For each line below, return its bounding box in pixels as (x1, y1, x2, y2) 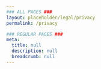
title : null (11, 42, 42, 48)
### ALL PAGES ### (6, 8, 52, 15)
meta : (6, 37, 20, 43)
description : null (11, 48, 58, 54)
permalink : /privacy (6, 20, 58, 26)
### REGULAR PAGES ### (6, 31, 63, 37)
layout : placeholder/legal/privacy (6, 15, 96, 21)
